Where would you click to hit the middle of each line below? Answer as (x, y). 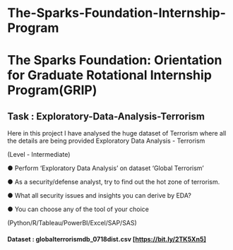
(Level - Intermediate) (39, 155)
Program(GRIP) (52, 90)
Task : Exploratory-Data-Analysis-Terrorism (106, 116)
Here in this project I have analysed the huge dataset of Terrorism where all (117, 133)
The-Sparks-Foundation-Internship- (116, 13)
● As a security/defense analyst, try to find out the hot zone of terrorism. (114, 182)
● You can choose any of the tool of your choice (78, 209)
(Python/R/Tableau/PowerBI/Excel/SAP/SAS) (72, 223)
